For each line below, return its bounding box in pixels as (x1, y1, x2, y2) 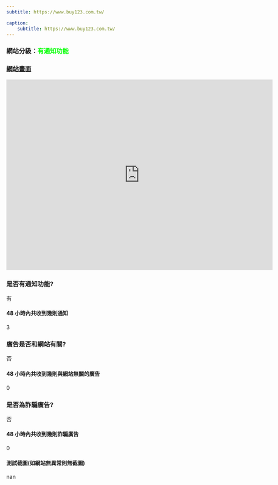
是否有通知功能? (6, 279, 54, 288)
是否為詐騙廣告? (6, 400, 54, 409)
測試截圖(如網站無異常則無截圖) (6, 459, 85, 467)
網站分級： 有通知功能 (6, 47, 69, 56)
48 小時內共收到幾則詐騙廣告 (6, 431, 79, 438)
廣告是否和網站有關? (6, 340, 66, 348)
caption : (6, 20, 29, 26)
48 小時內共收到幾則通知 (6, 309, 68, 317)
